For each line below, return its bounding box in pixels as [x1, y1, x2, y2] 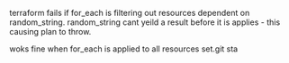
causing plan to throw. [9, 27, 92, 36]
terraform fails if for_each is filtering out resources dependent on [9, 8, 250, 18]
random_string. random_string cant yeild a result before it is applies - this [9, 17, 281, 28]
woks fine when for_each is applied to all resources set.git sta [9, 43, 239, 54]
